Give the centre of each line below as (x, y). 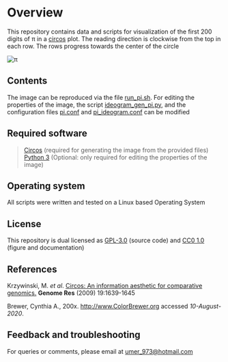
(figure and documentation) (46, 248)
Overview (35, 13)
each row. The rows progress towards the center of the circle (93, 46)
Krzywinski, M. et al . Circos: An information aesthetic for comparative (105, 286)
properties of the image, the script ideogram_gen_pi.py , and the (97, 105)
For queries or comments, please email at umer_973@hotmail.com (100, 351)
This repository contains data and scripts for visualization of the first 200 (110, 31)
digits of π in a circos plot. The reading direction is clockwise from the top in (114, 38)
